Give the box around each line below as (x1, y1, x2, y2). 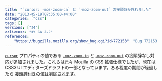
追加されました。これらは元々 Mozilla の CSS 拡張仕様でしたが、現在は (13, 59, 156, 65)
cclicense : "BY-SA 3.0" (5, 30, 53, 34)
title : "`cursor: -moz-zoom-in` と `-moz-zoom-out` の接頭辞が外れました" (5, 7, 151, 12)
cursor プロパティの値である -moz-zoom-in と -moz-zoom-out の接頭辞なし (5, 52, 150, 58)
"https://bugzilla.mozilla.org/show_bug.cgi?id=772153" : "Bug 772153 (14, 39, 158, 44)
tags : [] (5, 20, 23, 26)
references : (5, 34, 29, 39)
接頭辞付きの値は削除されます (14, 71, 74, 77)
